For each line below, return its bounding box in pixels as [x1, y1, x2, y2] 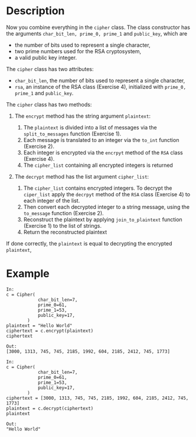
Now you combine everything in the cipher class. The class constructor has [6, 24, 191, 31]
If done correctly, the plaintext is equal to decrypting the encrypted [6, 239, 172, 247]
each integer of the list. [23, 197, 80, 204]
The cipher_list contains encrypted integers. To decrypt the [23, 184, 172, 192]
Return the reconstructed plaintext [23, 228, 107, 235]
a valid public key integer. [14, 54, 77, 61]
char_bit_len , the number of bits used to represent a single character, [14, 77, 185, 84]
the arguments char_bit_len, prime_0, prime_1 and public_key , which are [6, 30, 188, 37]
